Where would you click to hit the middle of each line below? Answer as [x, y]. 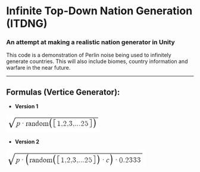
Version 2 [27, 142]
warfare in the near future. [38, 68]
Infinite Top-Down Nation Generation [99, 11]
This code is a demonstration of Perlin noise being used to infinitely [89, 55]
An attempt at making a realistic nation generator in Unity [91, 42]
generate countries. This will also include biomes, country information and [97, 61]
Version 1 [26, 107]
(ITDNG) [27, 24]
